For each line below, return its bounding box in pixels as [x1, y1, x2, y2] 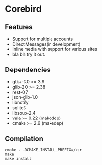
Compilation [5, 135, 43, 143]
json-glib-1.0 [12, 94, 38, 100]
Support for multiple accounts [12, 36, 73, 42]
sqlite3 [12, 104, 26, 111]
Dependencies [5, 66, 51, 74]
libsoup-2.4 [12, 110, 36, 116]
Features [5, 23, 33, 31]
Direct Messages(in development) [12, 41, 81, 47]
